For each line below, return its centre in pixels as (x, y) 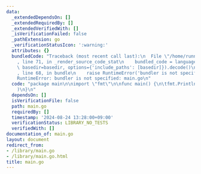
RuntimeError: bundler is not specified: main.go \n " (84, 78)
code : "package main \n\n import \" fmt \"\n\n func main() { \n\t (89, 84)
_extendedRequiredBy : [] (42, 23)
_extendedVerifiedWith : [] (45, 28)
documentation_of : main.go (40, 134)
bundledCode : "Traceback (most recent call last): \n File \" (91, 56)
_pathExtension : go (36, 39)
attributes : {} (31, 51)
